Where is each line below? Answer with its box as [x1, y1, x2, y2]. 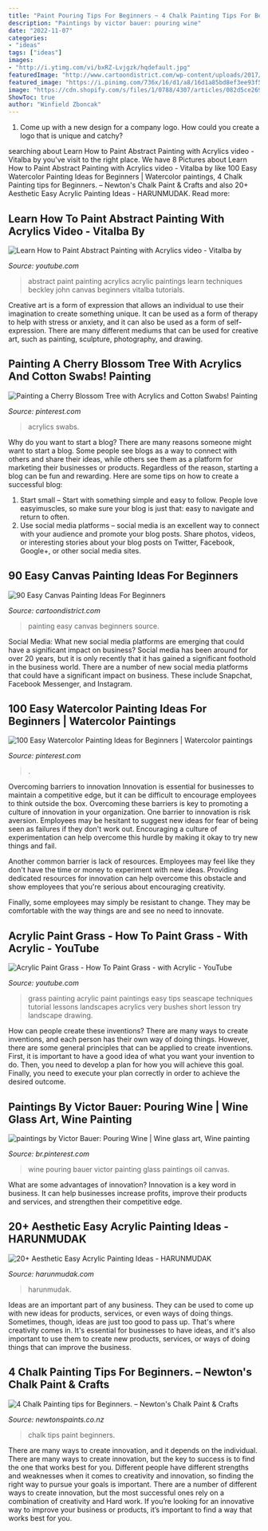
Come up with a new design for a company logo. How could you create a [19, 123, 260, 132]
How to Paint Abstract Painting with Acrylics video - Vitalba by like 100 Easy [8, 163, 258, 173]
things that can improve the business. [8, 1342, 132, 1352]
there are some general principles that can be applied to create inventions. [8, 1043, 254, 1053]
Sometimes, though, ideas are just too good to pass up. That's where [8, 1317, 235, 1326]
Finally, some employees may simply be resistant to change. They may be [8, 898, 251, 907]
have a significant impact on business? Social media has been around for [8, 645, 249, 655]
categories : [8, 33, 48, 42]
